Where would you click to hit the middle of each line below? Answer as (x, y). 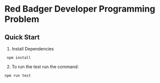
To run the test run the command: (45, 67)
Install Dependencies (33, 49)
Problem (22, 19)
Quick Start (22, 37)
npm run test (18, 76)
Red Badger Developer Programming (80, 9)
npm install (19, 58)
